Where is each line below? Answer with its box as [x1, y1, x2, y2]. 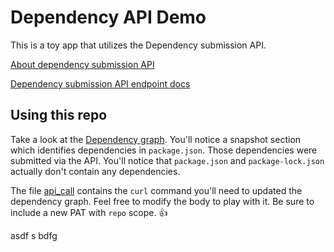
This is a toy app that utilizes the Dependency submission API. [10, 39, 267, 51]
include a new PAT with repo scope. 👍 [10, 206, 168, 218]
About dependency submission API [10, 58, 155, 70]
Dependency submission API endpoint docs [10, 77, 191, 90]
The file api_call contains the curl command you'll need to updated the [10, 184, 303, 196]
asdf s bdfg [10, 229, 58, 241]
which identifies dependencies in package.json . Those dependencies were [10, 144, 318, 156]
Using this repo [10, 107, 108, 124]
